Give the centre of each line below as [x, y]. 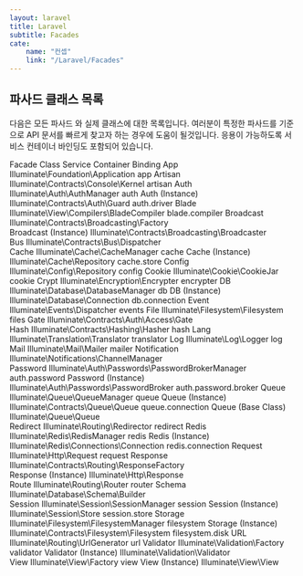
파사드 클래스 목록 [57, 100]
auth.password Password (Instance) [77, 377]
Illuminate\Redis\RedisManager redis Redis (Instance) [110, 435]
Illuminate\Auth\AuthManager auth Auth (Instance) [104, 194]
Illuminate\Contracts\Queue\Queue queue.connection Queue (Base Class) [148, 406]
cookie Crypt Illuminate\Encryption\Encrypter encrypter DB [120, 280]
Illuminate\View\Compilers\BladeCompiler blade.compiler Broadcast [137, 213]
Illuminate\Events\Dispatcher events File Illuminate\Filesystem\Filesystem [146, 309]
